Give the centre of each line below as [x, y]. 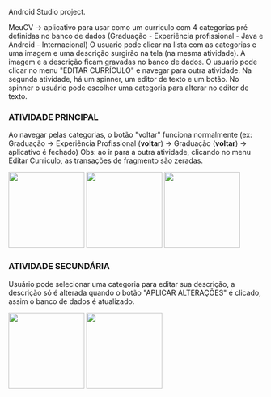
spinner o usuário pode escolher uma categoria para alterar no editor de [129, 88]
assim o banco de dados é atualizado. [72, 301]
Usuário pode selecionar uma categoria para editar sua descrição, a [122, 284]
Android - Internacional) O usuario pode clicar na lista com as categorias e [133, 45]
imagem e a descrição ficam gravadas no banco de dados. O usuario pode [133, 62]
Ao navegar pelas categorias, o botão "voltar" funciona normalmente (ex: [130, 135]
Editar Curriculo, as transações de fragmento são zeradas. [106, 160]
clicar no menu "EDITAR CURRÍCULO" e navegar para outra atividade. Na [130, 70]
